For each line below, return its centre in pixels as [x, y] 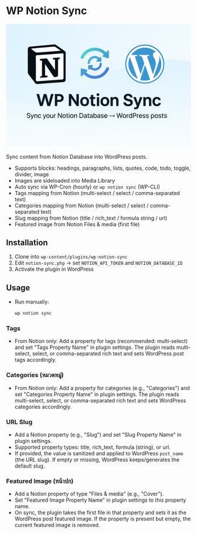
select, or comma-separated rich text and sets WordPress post [108, 354]
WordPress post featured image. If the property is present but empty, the [103, 519]
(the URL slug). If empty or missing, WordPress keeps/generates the [97, 460]
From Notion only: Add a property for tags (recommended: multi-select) [101, 341]
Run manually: [32, 302]
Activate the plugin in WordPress [54, 269]
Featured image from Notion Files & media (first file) [77, 224]
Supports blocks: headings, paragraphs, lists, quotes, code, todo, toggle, [103, 168]
